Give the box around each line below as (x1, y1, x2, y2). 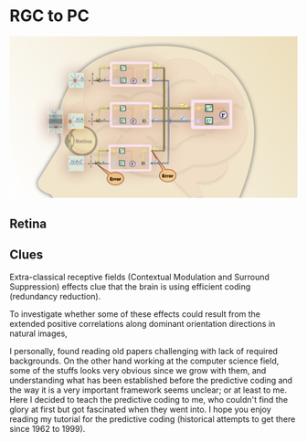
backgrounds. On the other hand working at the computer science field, (9, 355, 280, 366)
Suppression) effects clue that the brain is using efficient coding (9, 280, 251, 292)
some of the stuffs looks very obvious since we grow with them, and (9, 364, 267, 375)
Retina (9, 216, 48, 231)
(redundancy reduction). (9, 290, 101, 301)
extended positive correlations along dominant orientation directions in (9, 318, 276, 329)
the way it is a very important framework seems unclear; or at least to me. (9, 384, 288, 395)
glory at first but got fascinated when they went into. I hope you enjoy (9, 404, 271, 415)
